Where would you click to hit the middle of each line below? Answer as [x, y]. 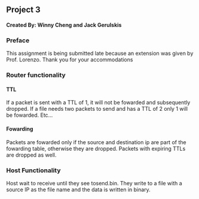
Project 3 [23, 10]
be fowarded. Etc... [30, 115]
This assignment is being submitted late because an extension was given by [100, 54]
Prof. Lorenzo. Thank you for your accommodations [70, 60]
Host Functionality [33, 170]
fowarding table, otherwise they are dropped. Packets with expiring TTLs [96, 148]
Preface [18, 40]
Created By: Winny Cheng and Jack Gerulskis [64, 25]
